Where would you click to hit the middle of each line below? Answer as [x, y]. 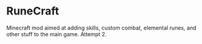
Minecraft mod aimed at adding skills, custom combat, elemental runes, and [101, 28]
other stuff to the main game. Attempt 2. [57, 34]
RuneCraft [33, 11]
